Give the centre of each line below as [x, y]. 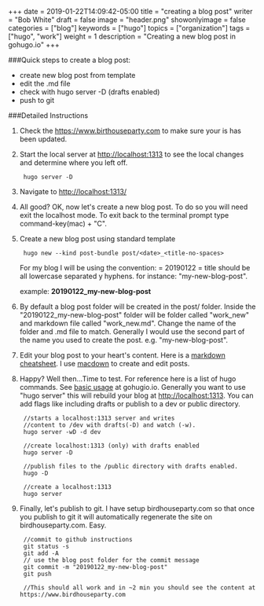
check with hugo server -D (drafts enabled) [90, 92]
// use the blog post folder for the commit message [111, 560]
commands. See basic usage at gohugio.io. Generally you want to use [132, 387]
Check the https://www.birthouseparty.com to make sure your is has [130, 130]
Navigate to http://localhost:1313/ [73, 191]
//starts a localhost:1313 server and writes [99, 418]
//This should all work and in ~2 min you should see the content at [139, 588]
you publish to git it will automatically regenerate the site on [116, 517]
